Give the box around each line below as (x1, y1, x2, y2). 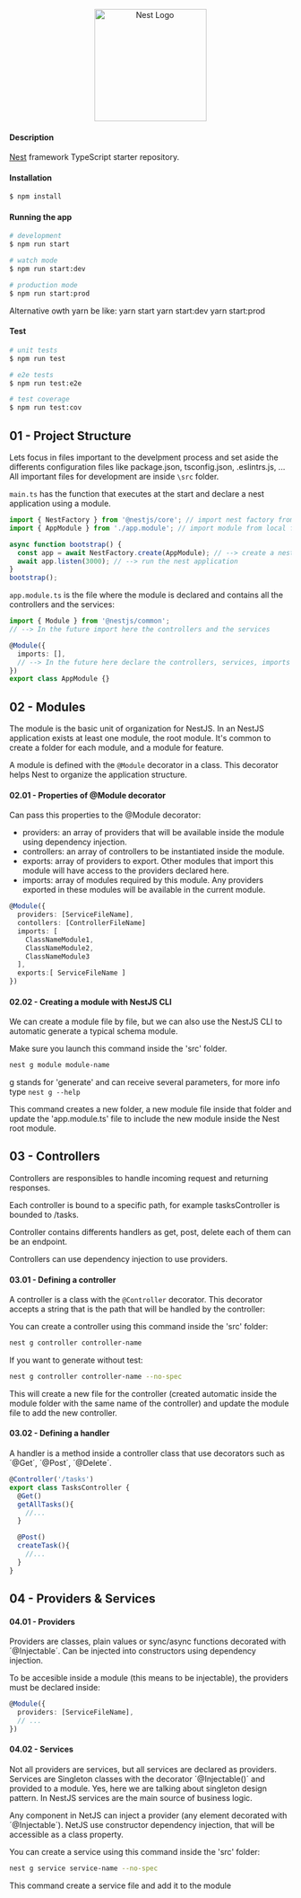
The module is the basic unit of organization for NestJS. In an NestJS (9, 723, 264, 734)
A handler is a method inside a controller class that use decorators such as (9, 1448, 285, 1459)
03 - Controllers (9, 1149, 100, 1164)
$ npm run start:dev (9, 265, 87, 274)
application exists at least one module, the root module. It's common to (9, 733, 271, 744)
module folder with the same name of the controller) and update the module (9, 1398, 289, 1408)
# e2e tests (9, 370, 54, 379)
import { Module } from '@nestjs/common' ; (9, 616, 170, 626)
